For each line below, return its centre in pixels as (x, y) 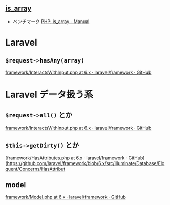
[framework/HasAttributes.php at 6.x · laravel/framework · (66, 158)
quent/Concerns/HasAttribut (35, 169)
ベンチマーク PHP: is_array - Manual (51, 21)
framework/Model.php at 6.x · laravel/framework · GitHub (66, 197)
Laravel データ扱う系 (49, 95)
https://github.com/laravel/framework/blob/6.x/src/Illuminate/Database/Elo (86, 163)
